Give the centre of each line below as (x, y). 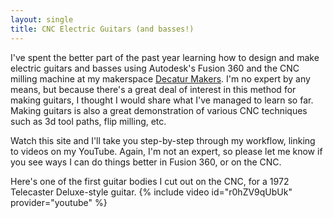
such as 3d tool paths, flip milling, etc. (88, 121)
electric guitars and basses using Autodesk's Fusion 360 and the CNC (155, 68)
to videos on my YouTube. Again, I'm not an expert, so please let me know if (166, 151)
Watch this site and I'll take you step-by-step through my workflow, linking (163, 140)
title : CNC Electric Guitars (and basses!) (102, 29)
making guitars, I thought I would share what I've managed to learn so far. (162, 100)
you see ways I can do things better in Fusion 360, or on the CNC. (146, 162)
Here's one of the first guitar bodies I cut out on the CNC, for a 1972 (150, 181)
